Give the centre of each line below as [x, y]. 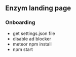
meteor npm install [32, 44]
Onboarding [20, 22]
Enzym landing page [38, 8]
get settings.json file [34, 33]
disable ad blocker [32, 38]
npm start [23, 49]
